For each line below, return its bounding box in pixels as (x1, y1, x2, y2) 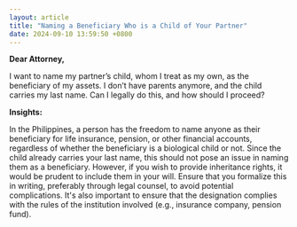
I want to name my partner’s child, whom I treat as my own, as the (9, 71, 250, 82)
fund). (9, 209, 32, 220)
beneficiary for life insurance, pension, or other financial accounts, (9, 134, 253, 145)
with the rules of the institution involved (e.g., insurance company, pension (9, 200, 282, 210)
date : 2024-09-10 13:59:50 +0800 (9, 29, 133, 38)
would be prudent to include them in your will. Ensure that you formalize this (9, 171, 287, 182)
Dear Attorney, (9, 54, 65, 65)
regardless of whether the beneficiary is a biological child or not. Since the (9, 143, 282, 153)
